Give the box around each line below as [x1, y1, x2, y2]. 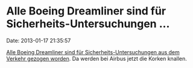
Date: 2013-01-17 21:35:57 [6, 37, 71, 44]
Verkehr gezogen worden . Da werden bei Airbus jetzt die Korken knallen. [6, 55, 187, 62]
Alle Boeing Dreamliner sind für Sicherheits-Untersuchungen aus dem [6, 48, 180, 55]
